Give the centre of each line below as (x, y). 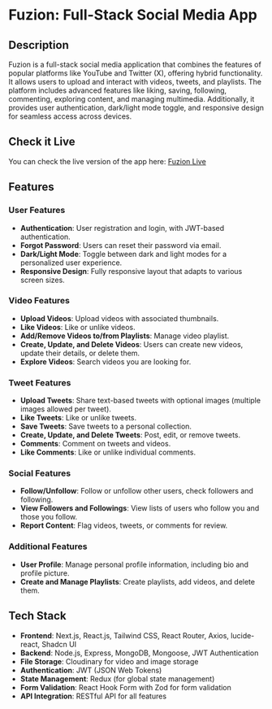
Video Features (39, 301)
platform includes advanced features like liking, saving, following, (118, 90)
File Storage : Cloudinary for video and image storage (109, 661)
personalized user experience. (71, 263)
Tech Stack (37, 616)
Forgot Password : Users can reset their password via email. (121, 245)
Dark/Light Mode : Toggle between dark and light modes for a (123, 254)
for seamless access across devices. (70, 116)
